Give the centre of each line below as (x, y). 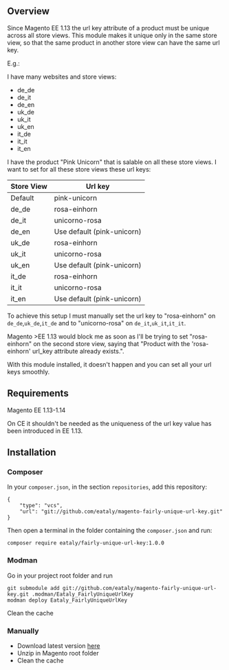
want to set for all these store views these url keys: (79, 169)
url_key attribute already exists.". (78, 351)
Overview (29, 11)
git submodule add (33, 588)
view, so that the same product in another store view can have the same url (113, 42)
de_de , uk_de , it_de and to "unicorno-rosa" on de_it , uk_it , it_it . (97, 323)
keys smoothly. (29, 372)
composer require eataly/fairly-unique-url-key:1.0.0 (86, 543)
